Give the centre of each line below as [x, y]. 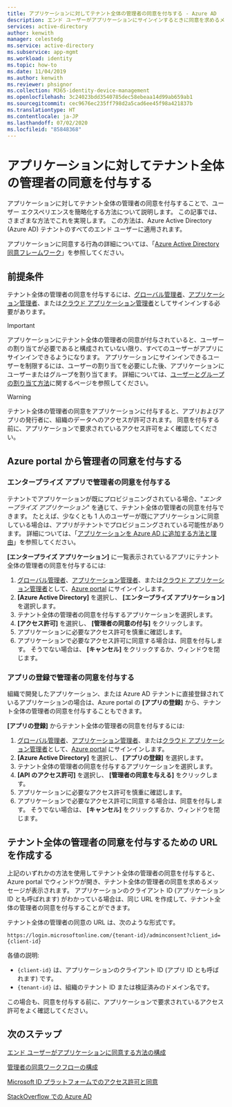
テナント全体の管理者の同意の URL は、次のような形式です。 [93, 922]
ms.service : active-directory [51, 46]
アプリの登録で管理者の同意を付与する [71, 677]
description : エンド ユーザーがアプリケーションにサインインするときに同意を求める [114, 20]
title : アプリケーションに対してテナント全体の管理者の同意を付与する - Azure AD [112, 13]
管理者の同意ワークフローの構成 [52, 1067]
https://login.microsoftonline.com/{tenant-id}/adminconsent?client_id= [114, 935]
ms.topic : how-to [32, 65]
